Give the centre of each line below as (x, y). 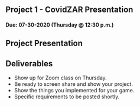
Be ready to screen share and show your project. (74, 84)
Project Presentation (44, 44)
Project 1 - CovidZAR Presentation (69, 10)
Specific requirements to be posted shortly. (67, 97)
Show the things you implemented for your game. (74, 91)
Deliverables (29, 64)
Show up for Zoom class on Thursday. (60, 78)
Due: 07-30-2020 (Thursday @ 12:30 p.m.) (60, 25)
